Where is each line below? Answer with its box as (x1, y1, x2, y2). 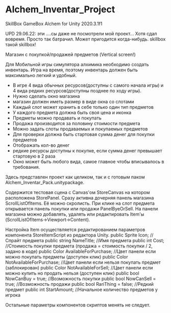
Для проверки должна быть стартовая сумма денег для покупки (12, 131, 155, 137)
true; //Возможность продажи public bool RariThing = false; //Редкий (5, 281, 154, 287)
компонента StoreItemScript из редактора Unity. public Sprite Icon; (5, 232, 149, 238)
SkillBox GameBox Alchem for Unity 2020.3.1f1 (5, 21, 103, 27)
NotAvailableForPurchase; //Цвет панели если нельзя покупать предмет (5, 259, 161, 265)
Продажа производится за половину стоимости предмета (12, 120, 140, 126)
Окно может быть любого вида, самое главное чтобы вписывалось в (12, 158, 164, 165)
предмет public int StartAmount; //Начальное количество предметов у (5, 286, 158, 292)
